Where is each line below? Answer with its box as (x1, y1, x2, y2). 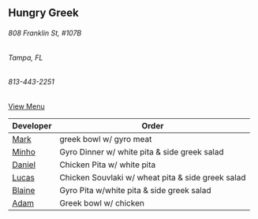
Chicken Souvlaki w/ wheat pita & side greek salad (58, 172, 246, 183)
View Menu (8, 102, 45, 111)
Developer (12, 120, 52, 131)
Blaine (12, 184, 36, 195)
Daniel (12, 159, 36, 170)
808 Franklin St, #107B (8, 28, 82, 38)
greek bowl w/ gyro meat (58, 133, 152, 144)
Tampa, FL (8, 53, 43, 62)
